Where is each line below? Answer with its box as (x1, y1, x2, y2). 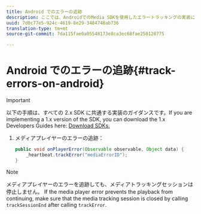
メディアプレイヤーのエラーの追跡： (14, 134, 104, 142)
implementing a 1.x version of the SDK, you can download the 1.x (6, 116, 166, 123)
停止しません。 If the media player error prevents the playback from (6, 188, 173, 195)
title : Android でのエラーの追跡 (6, 8, 83, 15)
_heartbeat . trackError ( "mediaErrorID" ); (26, 152, 128, 158)
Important (6, 97, 31, 104)
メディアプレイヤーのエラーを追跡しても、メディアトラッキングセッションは (6, 181, 193, 188)
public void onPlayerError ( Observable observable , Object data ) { (14, 146, 184, 152)
